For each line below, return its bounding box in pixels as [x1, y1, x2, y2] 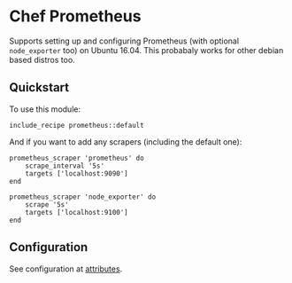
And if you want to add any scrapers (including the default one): [9, 136, 242, 147]
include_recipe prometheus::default [9, 121, 144, 130]
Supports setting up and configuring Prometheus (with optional [9, 35, 240, 46]
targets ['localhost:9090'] [25, 169, 128, 178]
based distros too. [9, 54, 75, 65]
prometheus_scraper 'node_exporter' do [9, 193, 157, 201]
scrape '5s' [25, 200, 69, 209]
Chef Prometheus [9, 6, 142, 27]
